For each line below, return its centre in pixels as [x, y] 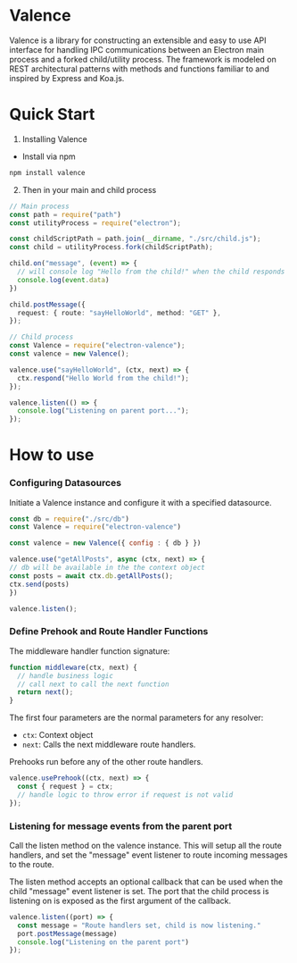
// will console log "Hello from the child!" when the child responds [151, 272]
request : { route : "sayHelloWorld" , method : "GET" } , [119, 313]
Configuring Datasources [66, 483]
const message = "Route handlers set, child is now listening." [139, 925]
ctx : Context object [58, 735]
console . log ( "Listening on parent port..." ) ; [103, 411]
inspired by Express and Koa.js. [67, 78]
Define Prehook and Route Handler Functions [109, 632]
